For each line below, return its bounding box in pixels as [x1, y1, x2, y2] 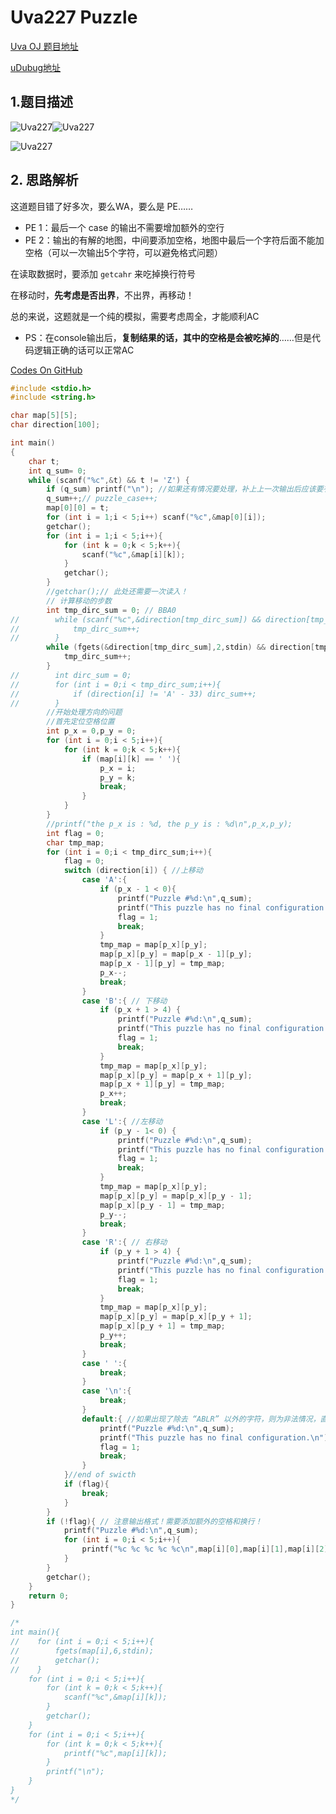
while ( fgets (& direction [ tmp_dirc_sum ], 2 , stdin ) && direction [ [46, 642, 315, 653]
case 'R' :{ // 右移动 [81, 1237, 168, 1248]
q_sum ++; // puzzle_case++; [46, 494, 159, 504]
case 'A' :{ [81, 875, 128, 885]
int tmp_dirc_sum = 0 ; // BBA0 [46, 605, 177, 615]
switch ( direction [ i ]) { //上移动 [63, 866, 203, 876]
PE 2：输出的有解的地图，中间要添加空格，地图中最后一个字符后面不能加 [24, 234, 325, 246]
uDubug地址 [10, 61, 62, 73]
